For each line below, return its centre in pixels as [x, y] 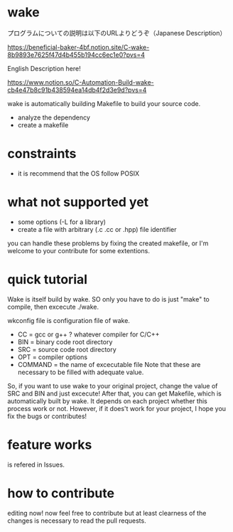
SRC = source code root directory [67, 349]
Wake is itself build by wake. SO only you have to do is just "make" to [108, 299]
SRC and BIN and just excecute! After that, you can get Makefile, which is [114, 393]
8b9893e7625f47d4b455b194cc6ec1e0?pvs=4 [76, 55]
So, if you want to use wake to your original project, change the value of [113, 385]
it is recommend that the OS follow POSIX [78, 173]
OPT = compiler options [52, 357]
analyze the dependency [54, 117]
